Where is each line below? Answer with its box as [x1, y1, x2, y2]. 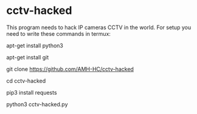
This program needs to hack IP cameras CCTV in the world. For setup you [6, 24, 192, 31]
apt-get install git [6, 53, 49, 61]
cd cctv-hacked [6, 77, 46, 84]
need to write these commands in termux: [6, 30, 111, 37]
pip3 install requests [6, 89, 57, 96]
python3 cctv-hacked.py [6, 101, 68, 108]
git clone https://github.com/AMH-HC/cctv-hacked [6, 65, 134, 73]
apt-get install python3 [6, 42, 64, 49]
